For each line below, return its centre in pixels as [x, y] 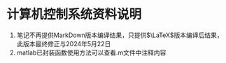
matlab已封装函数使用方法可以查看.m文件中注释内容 [91, 52]
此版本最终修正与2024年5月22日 [64, 43]
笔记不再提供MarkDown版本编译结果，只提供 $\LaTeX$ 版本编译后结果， [120, 35]
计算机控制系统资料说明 [74, 14]
